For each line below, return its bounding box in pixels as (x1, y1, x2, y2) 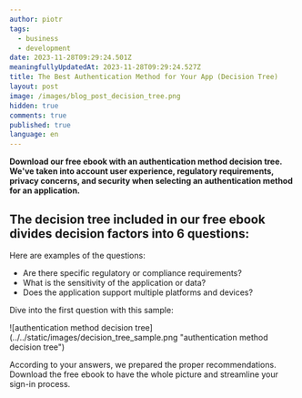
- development (17, 44, 71, 53)
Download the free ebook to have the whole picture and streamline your (9, 369, 279, 380)
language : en (9, 130, 59, 139)
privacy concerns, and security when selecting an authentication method (9, 176, 294, 187)
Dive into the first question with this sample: (9, 304, 175, 315)
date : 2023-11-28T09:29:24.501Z (9, 53, 132, 63)
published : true (9, 120, 71, 129)
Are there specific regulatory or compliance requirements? (22, 267, 243, 278)
